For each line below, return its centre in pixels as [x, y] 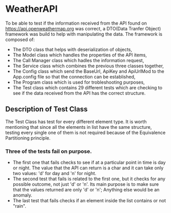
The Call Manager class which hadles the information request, [78, 60]
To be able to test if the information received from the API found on [76, 23]
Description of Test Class [47, 109]
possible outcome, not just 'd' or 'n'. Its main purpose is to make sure [86, 184]
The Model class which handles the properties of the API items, [80, 55]
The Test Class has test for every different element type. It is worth [76, 122]
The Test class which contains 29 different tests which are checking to [88, 87]
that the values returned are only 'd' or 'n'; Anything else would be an [86, 190]
